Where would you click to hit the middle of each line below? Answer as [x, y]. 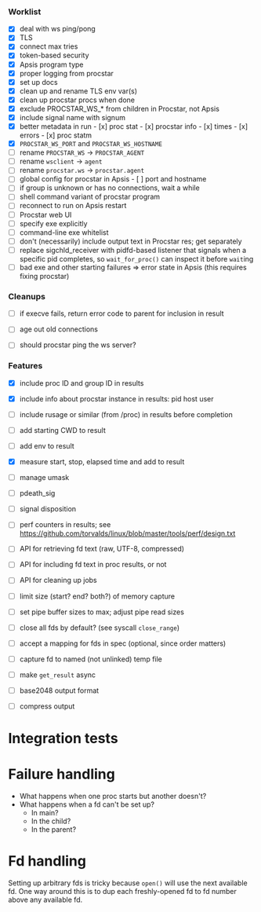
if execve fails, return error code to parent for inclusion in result [122, 313]
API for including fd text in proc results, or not [93, 565]
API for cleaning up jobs [58, 581]
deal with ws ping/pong [57, 29]
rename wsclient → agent [61, 161]
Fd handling [47, 861]
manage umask [44, 478]
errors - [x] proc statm [56, 135]
